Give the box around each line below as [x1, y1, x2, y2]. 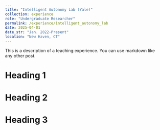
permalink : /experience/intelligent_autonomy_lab [5, 20, 109, 26]
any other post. [5, 53, 36, 58]
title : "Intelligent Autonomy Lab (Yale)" [5, 7, 93, 12]
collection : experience [5, 12, 54, 17]
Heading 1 [5, 70, 46, 81]
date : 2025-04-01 [5, 25, 41, 30]
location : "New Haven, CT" [5, 35, 60, 39]
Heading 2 [5, 92, 48, 103]
